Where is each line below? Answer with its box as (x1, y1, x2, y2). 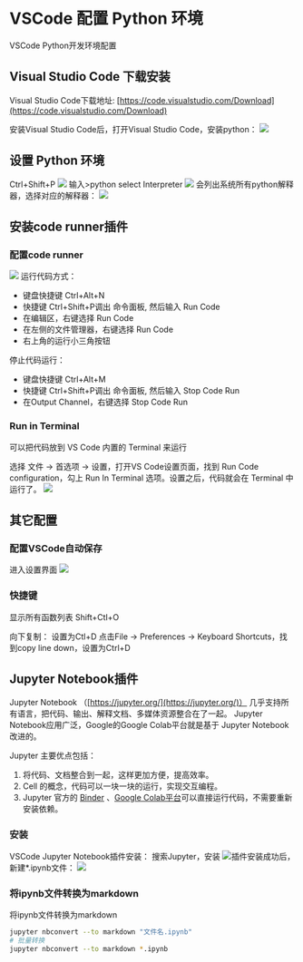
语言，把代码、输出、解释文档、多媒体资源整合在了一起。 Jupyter (16, 708, 263, 719)
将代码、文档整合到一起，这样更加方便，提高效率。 (22, 770, 214, 781)
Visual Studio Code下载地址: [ (9, 94, 121, 105)
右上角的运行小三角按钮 (22, 335, 111, 346)
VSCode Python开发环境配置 (9, 40, 117, 51)
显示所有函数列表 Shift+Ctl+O (9, 611, 120, 622)
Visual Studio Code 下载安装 (9, 69, 171, 84)
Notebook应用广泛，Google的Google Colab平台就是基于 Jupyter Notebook (9, 720, 289, 731)
